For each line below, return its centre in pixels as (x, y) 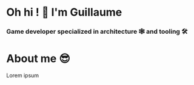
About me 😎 (38, 59)
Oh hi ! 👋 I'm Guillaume (64, 12)
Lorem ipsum (23, 75)
